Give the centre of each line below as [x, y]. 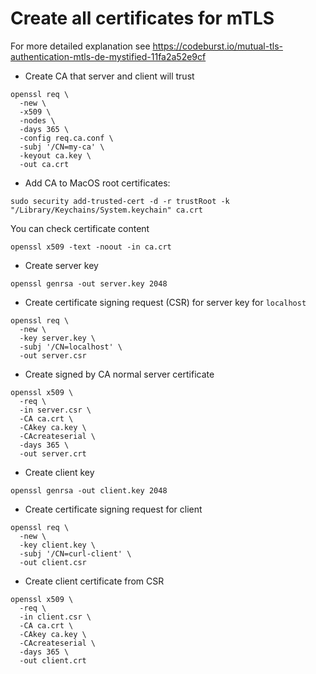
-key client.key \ [58, 545]
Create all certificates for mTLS [142, 18]
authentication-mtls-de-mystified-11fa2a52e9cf [108, 56]
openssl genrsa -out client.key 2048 [89, 490]
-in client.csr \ [55, 617]
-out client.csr [53, 562]
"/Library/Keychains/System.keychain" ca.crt [106, 210]
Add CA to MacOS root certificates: [97, 183]
